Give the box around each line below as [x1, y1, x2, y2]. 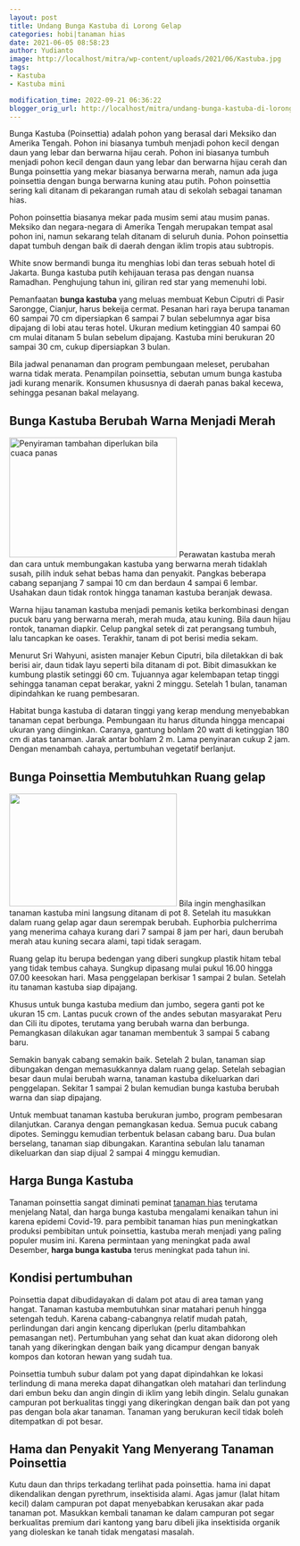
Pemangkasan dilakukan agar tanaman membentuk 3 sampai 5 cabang [9, 1028, 271, 1038]
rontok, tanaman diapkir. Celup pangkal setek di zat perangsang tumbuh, [9, 623, 277, 634]
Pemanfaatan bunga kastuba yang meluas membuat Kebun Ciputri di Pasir [9, 294, 285, 305]
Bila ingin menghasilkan [178, 898, 266, 908]
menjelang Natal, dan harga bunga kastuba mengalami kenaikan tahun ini [9, 1207, 279, 1217]
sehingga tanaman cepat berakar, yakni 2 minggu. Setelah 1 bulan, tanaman [9, 679, 287, 689]
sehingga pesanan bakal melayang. [9, 388, 140, 398]
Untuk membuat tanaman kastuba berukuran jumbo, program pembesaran [9, 1109, 283, 1120]
